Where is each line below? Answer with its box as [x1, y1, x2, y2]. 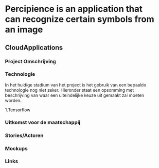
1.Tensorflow [5, 107, 31, 113]
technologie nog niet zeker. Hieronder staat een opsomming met [5, 87, 134, 93]
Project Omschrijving [5, 58, 56, 65]
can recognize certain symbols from [5, 14, 155, 25]
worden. [5, 97, 22, 103]
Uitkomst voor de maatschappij [5, 119, 81, 126]
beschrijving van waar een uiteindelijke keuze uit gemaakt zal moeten [5, 92, 144, 98]
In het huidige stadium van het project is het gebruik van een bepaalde [5, 82, 147, 88]
